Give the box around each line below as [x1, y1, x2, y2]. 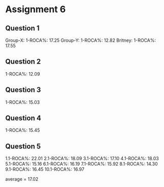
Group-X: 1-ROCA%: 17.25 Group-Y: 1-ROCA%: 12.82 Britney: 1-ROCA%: [5, 37, 156, 43]
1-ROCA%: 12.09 [5, 71, 40, 77]
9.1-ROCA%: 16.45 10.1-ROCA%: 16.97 [5, 166, 85, 172]
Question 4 [5, 114, 42, 122]
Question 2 [5, 57, 41, 66]
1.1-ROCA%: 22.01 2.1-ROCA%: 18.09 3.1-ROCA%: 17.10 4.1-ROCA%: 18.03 [5, 155, 159, 162]
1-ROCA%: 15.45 [5, 127, 40, 133]
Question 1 [5, 24, 40, 33]
